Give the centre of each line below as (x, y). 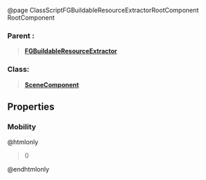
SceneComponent (52, 84)
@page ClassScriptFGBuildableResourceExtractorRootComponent (103, 10)
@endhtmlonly (28, 169)
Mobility (22, 127)
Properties (31, 107)
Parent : (21, 36)
